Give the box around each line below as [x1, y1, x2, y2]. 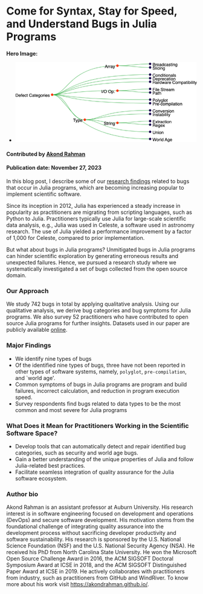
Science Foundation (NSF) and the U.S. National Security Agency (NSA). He [6, 542, 195, 549]
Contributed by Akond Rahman [6, 150, 86, 158]
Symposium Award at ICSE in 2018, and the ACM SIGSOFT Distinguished [6, 561, 187, 569]
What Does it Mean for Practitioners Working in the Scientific [6, 421, 189, 430]
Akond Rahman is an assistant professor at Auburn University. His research [6, 503, 193, 511]
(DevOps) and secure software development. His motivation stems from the [6, 517, 195, 524]
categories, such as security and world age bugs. [14, 449, 139, 456]
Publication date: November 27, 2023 [6, 164, 101, 172]
